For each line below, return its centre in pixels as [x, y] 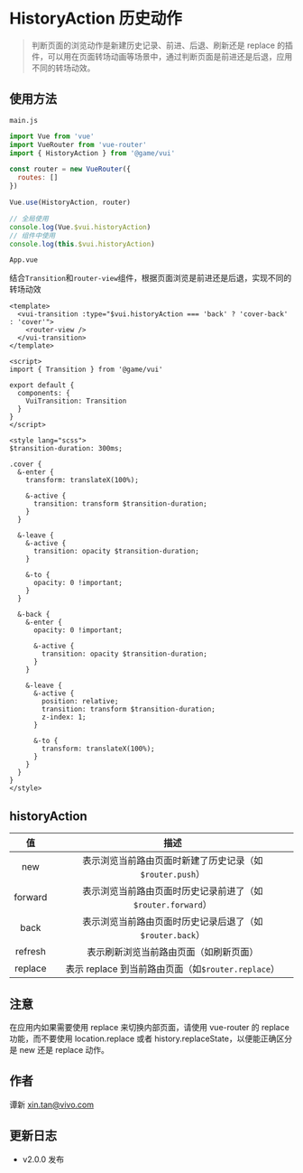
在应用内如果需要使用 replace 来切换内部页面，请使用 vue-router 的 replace [150, 1027]
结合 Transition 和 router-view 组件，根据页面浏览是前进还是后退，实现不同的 [151, 278]
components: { [44, 394]
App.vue [24, 260]
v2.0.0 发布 [43, 1159]
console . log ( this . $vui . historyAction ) [82, 244]
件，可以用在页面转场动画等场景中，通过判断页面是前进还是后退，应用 [162, 56]
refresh [31, 952]
